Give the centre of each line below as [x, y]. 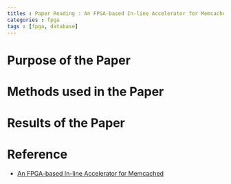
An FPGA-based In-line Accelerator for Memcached [90, 173]
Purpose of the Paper [69, 60]
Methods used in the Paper [86, 92]
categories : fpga [33, 20]
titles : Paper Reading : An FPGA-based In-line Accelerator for [102, 13]
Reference [37, 154]
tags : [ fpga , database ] [43, 26]
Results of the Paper [66, 123]
